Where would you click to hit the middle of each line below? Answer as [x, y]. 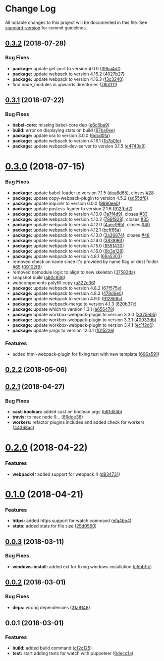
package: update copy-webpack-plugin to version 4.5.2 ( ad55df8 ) [80, 198]
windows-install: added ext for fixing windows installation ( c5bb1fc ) [82, 566]
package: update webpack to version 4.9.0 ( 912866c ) [67, 298]
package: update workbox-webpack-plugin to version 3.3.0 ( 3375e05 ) [84, 314]
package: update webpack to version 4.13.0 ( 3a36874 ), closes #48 [81, 235]
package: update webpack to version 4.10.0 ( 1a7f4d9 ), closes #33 [80, 214]
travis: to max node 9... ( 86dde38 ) [48, 417]
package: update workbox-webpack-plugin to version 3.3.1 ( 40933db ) [84, 320]
